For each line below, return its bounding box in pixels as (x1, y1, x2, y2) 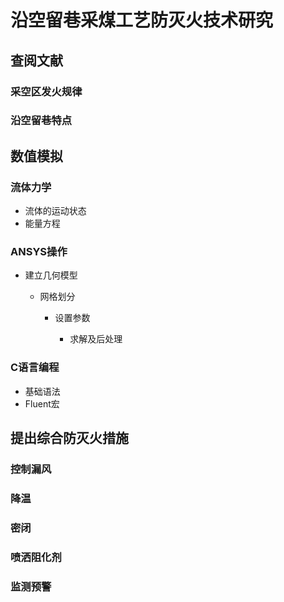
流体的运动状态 (24, 205, 87, 217)
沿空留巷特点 (10, 114, 73, 128)
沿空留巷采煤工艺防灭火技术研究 (10, 9, 274, 32)
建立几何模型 (24, 269, 78, 281)
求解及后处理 (69, 333, 123, 345)
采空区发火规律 (10, 84, 83, 98)
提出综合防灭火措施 (10, 430, 129, 447)
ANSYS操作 (10, 245, 68, 259)
